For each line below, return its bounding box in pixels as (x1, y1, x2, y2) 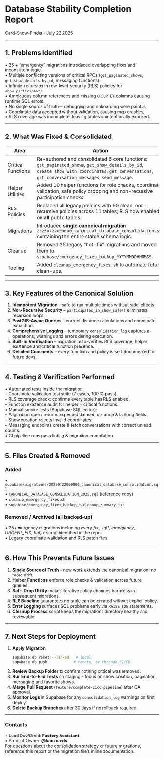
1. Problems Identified (5, 49, 73, 57)
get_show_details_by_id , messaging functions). (5, 77, 101, 83)
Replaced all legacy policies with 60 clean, (36, 202, 134, 208)
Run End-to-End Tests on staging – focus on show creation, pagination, (12, 673, 157, 679)
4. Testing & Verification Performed (5, 373, 115, 381)
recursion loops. (12, 312, 45, 319)
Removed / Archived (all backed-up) (5, 513, 93, 520)
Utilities (7, 191, 25, 198)
